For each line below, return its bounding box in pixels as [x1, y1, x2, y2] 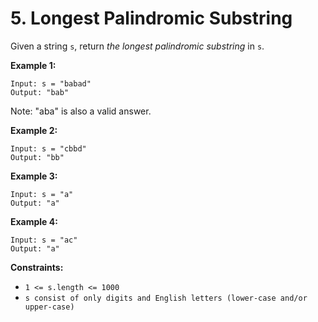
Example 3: [10, 170, 58, 182]
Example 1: [10, 59, 57, 71]
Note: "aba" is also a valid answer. [10, 105, 152, 117]
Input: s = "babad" [10, 78, 92, 89]
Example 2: [10, 124, 58, 136]
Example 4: [10, 215, 58, 227]
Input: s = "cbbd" [10, 143, 87, 154]
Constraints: [10, 261, 64, 273]
